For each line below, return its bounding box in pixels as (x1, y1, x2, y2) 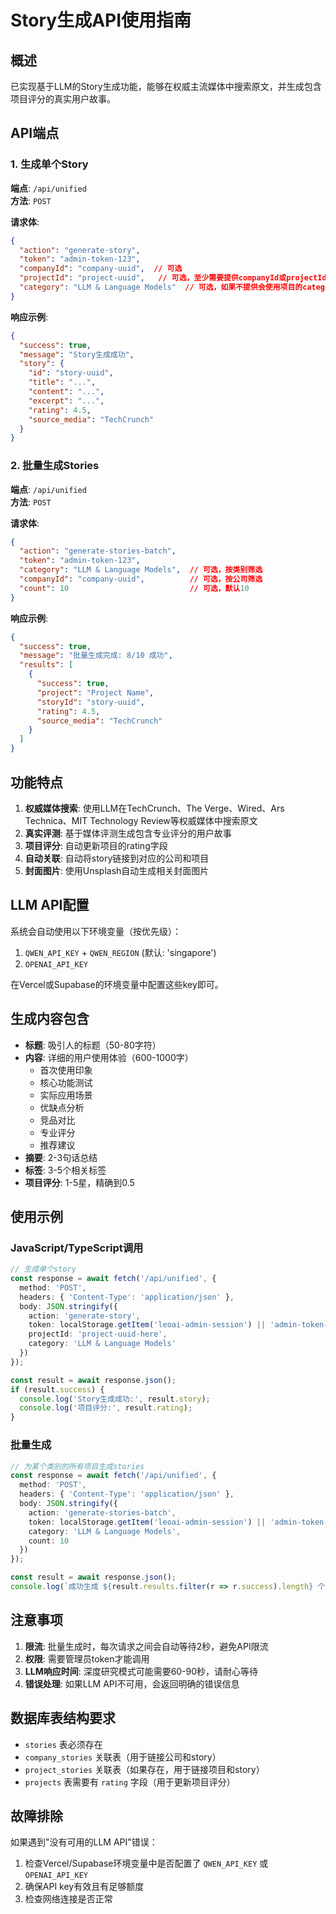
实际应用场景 (39, 1089, 93, 1101)
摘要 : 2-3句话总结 (24, 1151, 98, 1163)
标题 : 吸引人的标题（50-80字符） (24, 1039, 162, 1051)
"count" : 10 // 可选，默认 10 (19, 583, 250, 593)
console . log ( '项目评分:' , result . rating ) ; (19, 1403, 193, 1413)
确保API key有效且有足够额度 (24, 1881, 145, 1893)
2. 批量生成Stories (10, 459, 100, 473)
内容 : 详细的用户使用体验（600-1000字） (24, 1051, 194, 1063)
